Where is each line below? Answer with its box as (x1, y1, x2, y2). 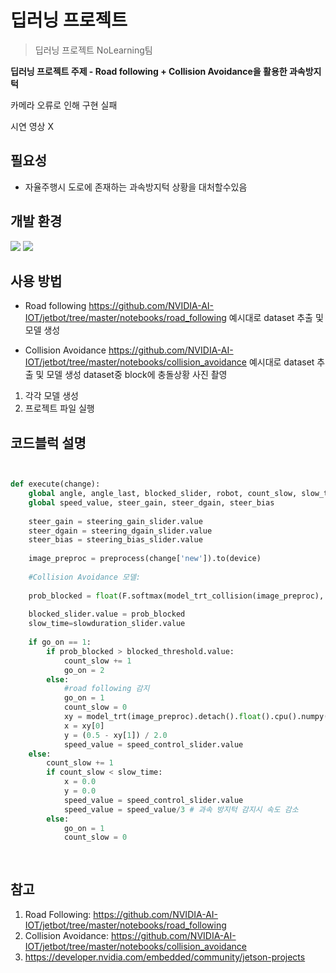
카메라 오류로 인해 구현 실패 (10, 99, 118, 111)
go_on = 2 (63, 665, 105, 675)
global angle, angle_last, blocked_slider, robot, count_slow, (28, 489, 298, 499)
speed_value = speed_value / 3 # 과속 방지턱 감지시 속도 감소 (63, 804, 299, 815)
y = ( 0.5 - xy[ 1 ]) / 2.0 (63, 730, 168, 740)
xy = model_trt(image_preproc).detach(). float (63, 712, 262, 722)
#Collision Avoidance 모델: (28, 572, 142, 582)
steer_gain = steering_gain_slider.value (28, 516, 203, 526)
